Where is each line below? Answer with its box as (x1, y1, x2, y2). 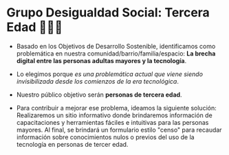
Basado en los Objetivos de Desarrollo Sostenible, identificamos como (16, 42, 216, 50)
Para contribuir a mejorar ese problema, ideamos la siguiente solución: (16, 104, 217, 112)
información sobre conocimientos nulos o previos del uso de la (16, 132, 195, 141)
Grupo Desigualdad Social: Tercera (6, 5, 210, 21)
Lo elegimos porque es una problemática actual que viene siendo (16, 70, 204, 78)
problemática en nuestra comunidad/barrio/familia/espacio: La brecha (16, 49, 216, 58)
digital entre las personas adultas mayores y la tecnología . (16, 56, 187, 64)
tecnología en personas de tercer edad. (16, 140, 129, 148)
